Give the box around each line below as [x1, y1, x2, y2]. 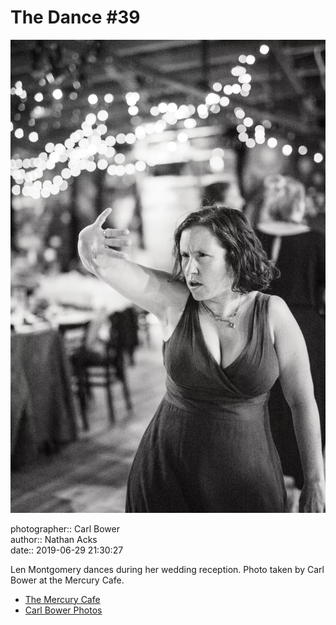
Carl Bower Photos [24, 604, 103, 616]
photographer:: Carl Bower [10, 522, 120, 535]
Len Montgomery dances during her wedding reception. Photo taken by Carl [10, 563, 325, 575]
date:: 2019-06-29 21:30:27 [10, 544, 124, 556]
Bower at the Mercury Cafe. [10, 574, 125, 586]
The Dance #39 [10, 6, 141, 29]
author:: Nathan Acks [10, 533, 98, 545]
